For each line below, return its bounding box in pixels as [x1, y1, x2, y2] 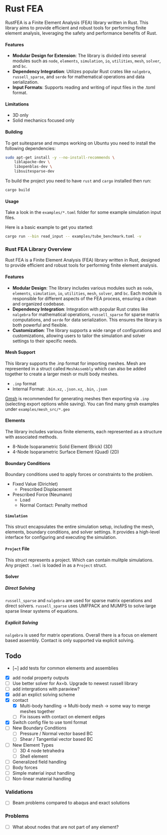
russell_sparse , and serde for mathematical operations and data [12, 74, 145, 80]
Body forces [12, 764, 38, 770]
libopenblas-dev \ [14, 164, 52, 169]
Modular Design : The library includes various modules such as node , [12, 285, 154, 291]
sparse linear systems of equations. [5, 608, 79, 614]
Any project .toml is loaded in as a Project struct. [5, 562, 107, 568]
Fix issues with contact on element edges [19, 714, 106, 720]
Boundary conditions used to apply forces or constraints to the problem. [5, 472, 154, 478]
